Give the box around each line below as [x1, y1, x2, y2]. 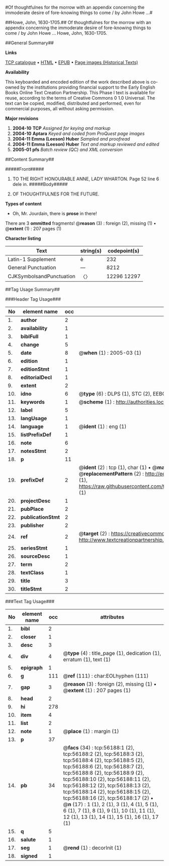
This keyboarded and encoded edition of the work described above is [5, 79, 150, 85]
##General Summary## [5, 40, 54, 46]
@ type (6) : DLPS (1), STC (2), [78, 390, 152, 397]
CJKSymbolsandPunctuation [8, 273, 75, 280]
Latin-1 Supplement [8, 256, 56, 262]
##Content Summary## [5, 156, 54, 162]
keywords [21, 398, 45, 405]
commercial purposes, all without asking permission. [5, 106, 115, 111]
